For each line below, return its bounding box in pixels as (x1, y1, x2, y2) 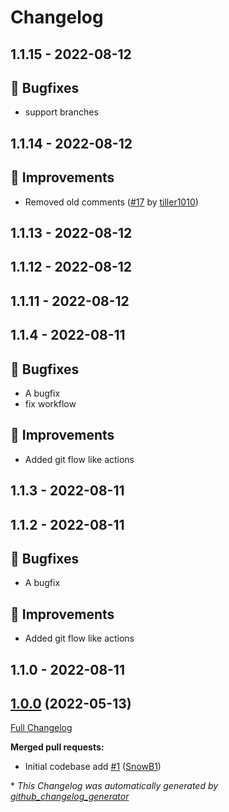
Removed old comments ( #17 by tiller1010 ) (24, 196, 199, 208)
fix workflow (24, 397, 77, 410)
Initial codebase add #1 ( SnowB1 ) (24, 761, 162, 773)
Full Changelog (10, 722, 73, 734)
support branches (24, 106, 99, 118)
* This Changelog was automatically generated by (10, 780, 219, 792)
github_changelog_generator (10, 791, 130, 803)
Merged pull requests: (10, 741, 105, 753)
